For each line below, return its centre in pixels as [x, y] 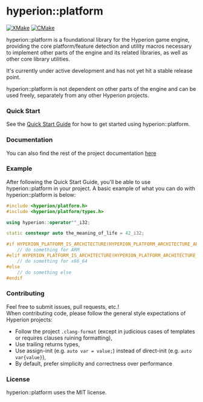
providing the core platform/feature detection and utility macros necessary [99, 46]
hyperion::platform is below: [41, 194]
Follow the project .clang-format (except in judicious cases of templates [105, 331]
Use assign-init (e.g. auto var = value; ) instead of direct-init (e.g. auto [103, 351]
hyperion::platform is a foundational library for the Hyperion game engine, [98, 39]
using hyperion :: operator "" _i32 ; [48, 222]
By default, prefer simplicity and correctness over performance [94, 363]
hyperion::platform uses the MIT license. [56, 392]
